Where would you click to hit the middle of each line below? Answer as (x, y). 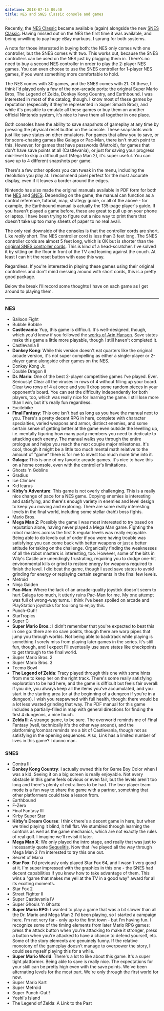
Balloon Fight (25, 319)
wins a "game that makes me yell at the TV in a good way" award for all (84, 878)
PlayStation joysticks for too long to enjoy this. (59, 605)
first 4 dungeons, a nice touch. (43, 714)
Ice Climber (24, 480)
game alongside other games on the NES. (68, 361)
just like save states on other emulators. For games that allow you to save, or (82, 135)
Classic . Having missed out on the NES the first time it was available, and (78, 33)
